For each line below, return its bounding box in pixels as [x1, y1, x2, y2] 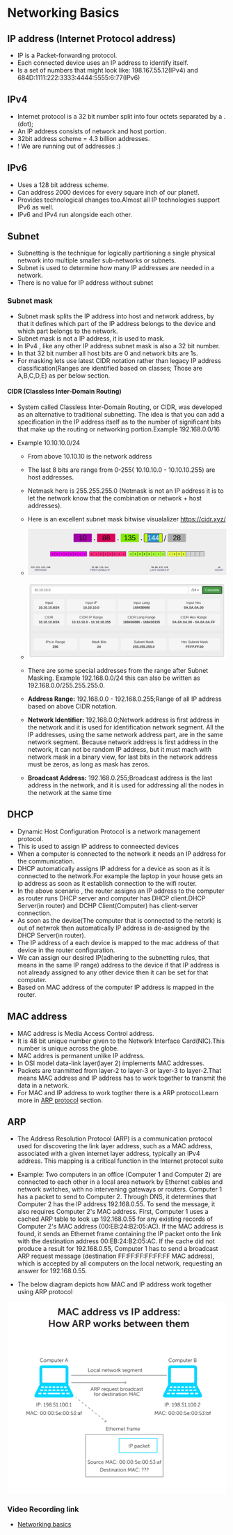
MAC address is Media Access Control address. [17, 1029, 154, 1037]
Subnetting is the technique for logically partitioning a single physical [17, 249, 216, 258]
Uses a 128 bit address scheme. [17, 180, 109, 189]
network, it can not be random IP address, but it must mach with [27, 745, 212, 753]
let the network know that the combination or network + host [27, 494, 202, 502]
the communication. [17, 857, 75, 865]
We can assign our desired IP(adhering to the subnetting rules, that [17, 953, 210, 961]
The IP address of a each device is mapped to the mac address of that [17, 938, 219, 947]
